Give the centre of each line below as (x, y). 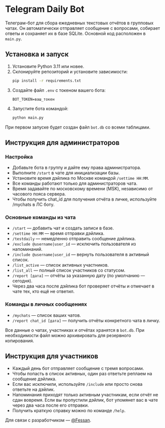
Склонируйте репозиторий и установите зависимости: (70, 71)
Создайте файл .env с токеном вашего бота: (59, 90)
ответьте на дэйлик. (34, 389)
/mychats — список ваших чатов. (47, 315)
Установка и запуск (37, 54)
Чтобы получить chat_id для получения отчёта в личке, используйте (84, 199)
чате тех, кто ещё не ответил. (43, 291)
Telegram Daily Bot (45, 9)
